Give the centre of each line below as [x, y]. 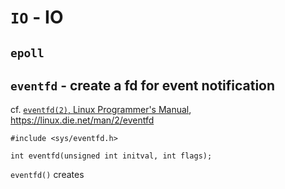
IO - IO [37, 17]
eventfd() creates [47, 175]
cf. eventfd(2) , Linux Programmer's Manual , [101, 110]
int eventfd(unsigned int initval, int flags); [111, 156]
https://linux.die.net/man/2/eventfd [82, 120]
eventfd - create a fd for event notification [143, 85]
